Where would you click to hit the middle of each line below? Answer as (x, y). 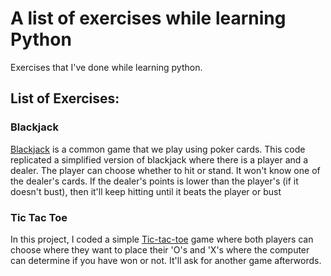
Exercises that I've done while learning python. (106, 67)
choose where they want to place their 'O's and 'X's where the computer (160, 249)
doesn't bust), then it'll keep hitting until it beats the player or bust (146, 191)
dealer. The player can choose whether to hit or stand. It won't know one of (165, 170)
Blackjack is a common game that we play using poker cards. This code (158, 149)
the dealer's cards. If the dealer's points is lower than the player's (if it (154, 181)
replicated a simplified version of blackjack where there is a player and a (159, 159)
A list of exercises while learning (148, 18)
